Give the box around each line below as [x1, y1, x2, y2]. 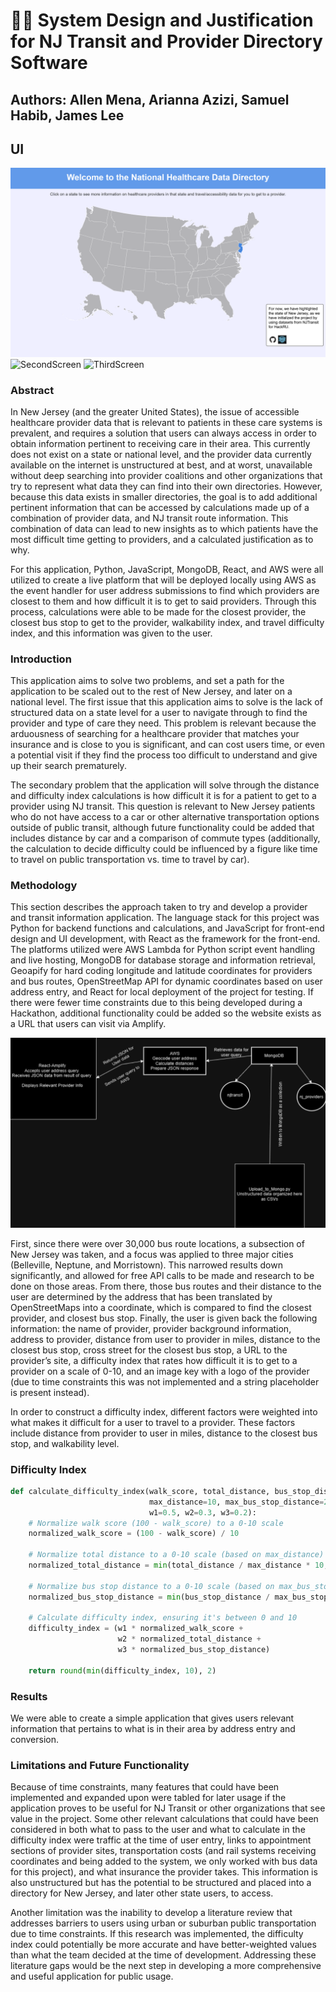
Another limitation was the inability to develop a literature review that [10, 1907, 293, 1919]
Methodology [10, 879, 78, 893]
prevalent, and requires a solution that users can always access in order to [10, 427, 317, 439]
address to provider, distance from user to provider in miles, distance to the [10, 1333, 321, 1345]
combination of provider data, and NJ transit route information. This [10, 512, 289, 524]
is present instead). [10, 1386, 90, 1398]
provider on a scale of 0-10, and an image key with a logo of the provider [10, 1365, 310, 1377]
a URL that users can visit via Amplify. [10, 1018, 167, 1030]
